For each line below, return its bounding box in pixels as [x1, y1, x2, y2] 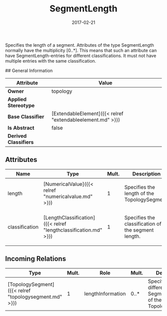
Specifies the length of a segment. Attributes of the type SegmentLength [5, 42, 154, 48]
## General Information [5, 68, 53, 74]
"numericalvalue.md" [43, 193, 93, 200]
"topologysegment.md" [7, 293, 62, 300]
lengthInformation [84, 290, 126, 297]
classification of [124, 220, 162, 227]
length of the [124, 190, 155, 197]
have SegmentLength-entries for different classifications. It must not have [5, 53, 157, 59]
